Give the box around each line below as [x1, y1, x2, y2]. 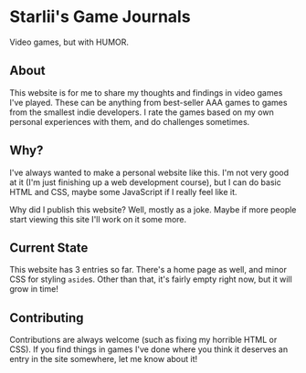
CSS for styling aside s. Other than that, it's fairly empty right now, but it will [9, 274, 292, 285]
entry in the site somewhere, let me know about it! [9, 354, 198, 365]
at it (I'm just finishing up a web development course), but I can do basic [9, 176, 281, 188]
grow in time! [9, 284, 59, 295]
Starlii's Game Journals [9, 6, 191, 27]
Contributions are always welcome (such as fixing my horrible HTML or [9, 335, 278, 346]
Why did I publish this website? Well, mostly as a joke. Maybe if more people [9, 203, 297, 215]
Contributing [9, 310, 84, 326]
